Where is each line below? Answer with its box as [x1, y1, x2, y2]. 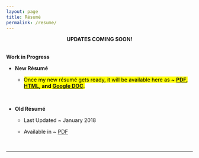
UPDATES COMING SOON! [66, 36, 133, 43]
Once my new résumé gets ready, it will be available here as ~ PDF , [23, 76, 188, 83]
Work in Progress [6, 54, 50, 61]
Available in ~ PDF [23, 128, 68, 136]
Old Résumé [14, 106, 46, 113]
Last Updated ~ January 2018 [23, 117, 97, 124]
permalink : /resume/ [6, 19, 57, 25]
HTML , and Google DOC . [23, 83, 85, 90]
